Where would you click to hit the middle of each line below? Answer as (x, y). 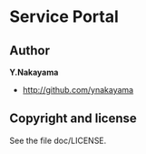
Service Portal (64, 17)
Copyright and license (73, 119)
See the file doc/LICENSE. (58, 140)
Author (29, 51)
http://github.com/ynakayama (78, 90)
